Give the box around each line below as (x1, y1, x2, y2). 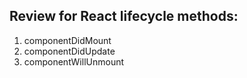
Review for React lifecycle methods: (9, 8, 239, 25)
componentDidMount (23, 34, 112, 46)
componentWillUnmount (23, 55, 125, 68)
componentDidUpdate (23, 45, 116, 57)
